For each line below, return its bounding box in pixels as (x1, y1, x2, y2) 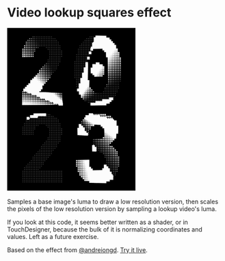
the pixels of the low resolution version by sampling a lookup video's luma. (7, 204, 217, 213)
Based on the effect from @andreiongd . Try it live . (7, 245, 148, 254)
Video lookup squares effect (7, 5, 172, 21)
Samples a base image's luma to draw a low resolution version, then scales (7, 197, 219, 206)
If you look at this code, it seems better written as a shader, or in (7, 218, 188, 226)
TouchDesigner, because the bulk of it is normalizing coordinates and (7, 225, 203, 234)
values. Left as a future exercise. (7, 232, 99, 240)
